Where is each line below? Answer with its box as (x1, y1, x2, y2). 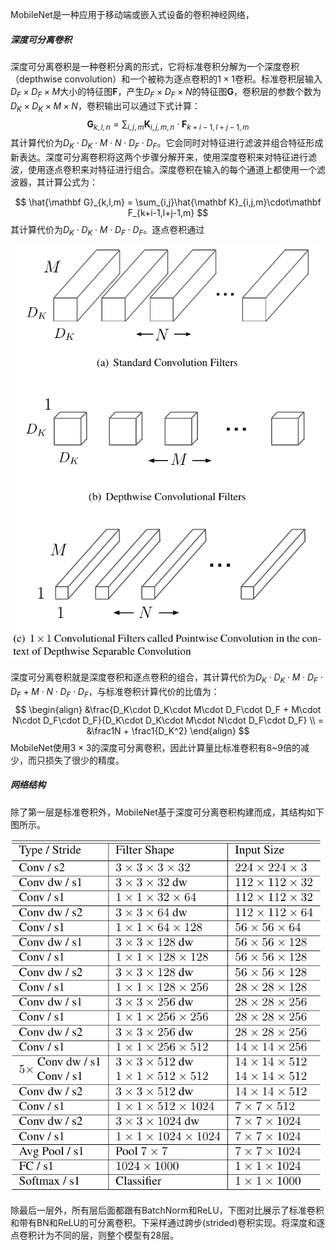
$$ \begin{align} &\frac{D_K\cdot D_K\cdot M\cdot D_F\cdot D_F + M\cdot (14, 703, 322, 715)
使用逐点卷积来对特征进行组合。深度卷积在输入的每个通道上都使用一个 (27, 164, 317, 176)
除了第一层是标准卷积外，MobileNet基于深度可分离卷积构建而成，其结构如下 (10, 806, 325, 818)
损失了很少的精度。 (44, 754, 125, 766)
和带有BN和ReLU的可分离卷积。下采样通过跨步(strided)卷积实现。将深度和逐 (10, 1216, 326, 1228)
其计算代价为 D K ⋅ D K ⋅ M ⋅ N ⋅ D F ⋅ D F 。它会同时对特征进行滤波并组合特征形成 (10, 137, 324, 152)
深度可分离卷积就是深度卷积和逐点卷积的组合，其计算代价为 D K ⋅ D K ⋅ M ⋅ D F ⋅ (10, 671, 323, 685)
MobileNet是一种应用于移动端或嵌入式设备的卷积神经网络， (10, 9, 255, 20)
